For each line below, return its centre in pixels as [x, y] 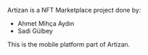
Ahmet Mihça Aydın [46, 23]
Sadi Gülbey [35, 31]
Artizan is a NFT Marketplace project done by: [74, 10]
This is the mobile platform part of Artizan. [69, 44]
